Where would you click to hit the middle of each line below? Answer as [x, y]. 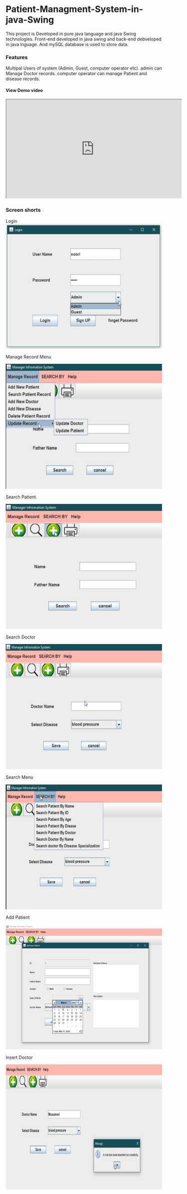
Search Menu [19, 777]
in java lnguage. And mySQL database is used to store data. [67, 44]
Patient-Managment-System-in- [74, 9]
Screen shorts [23, 210]
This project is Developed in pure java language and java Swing [71, 34]
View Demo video [24, 90]
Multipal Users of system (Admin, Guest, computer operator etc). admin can [84, 68]
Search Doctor [20, 637]
